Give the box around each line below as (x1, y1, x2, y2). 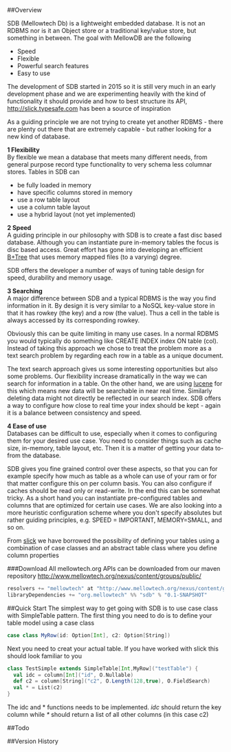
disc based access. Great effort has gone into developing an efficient (7, 246, 203, 253)
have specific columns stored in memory (16, 189, 133, 196)
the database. (21, 451, 61, 459)
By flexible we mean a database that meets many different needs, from (7, 153, 208, 161)
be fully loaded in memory (16, 181, 91, 189)
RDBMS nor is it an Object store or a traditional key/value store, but (7, 27, 197, 34)
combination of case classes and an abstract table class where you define (7, 544, 218, 552)
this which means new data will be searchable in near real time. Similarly (7, 387, 212, 395)
